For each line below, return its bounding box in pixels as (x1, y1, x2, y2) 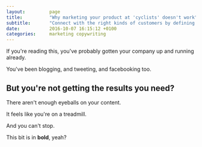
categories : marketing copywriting (6, 31, 106, 37)
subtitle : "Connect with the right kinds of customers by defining (6, 20, 195, 26)
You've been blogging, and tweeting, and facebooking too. (6, 65, 151, 73)
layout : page (6, 8, 61, 15)
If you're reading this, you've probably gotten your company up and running (6, 47, 194, 55)
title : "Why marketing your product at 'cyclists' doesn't (6, 14, 182, 20)
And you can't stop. (6, 122, 55, 129)
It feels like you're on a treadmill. (6, 110, 87, 118)
